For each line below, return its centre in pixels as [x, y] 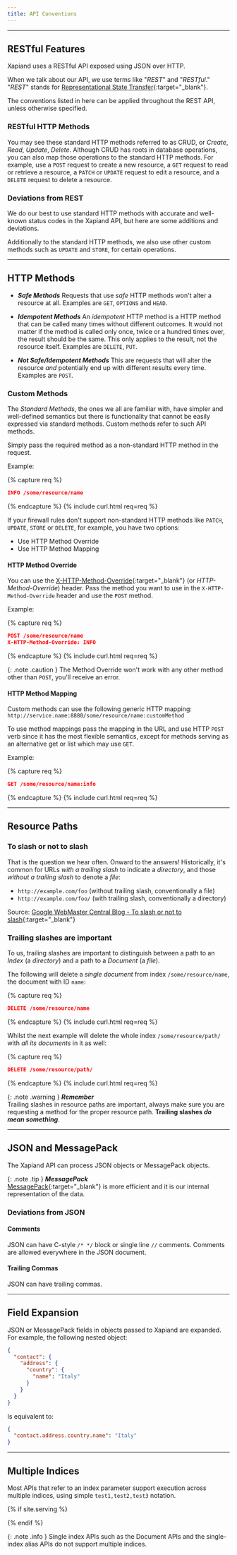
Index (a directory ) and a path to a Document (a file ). [84, 960]
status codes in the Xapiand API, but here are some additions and [123, 221]
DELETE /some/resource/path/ [50, 1070]
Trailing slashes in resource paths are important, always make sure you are [116, 1104]
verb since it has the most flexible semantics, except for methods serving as [118, 737]
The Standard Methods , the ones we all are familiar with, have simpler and [115, 409]
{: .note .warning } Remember [51, 1097]
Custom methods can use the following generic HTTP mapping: [99, 709]
